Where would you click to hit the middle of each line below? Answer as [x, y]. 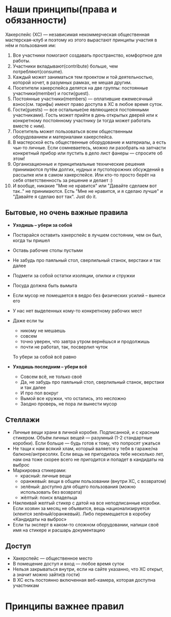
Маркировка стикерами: [40, 470]
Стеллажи [22, 420]
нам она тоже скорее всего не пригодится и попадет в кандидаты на [88, 459]
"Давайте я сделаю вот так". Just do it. [55, 196]
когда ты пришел [31, 240]
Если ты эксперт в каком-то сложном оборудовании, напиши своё [86, 524]
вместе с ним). [29, 126]
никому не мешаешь [43, 330]
